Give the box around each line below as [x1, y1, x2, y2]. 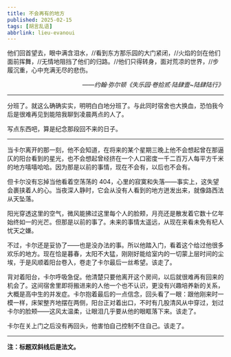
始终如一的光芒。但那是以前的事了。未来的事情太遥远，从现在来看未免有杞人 [7, 218, 224, 227]
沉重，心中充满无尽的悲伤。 [12, 66, 91, 74]
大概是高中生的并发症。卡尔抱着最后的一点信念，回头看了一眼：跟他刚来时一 [7, 290, 224, 299]
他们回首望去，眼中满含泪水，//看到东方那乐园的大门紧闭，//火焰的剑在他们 [7, 49, 221, 57]
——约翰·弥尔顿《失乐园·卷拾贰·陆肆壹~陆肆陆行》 [82, 80, 224, 89]
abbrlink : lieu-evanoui [7, 29, 76, 36]
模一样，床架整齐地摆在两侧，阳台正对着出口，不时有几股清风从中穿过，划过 [7, 299, 224, 307]
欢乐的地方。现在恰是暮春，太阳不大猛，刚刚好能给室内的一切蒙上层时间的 [7, 250, 218, 258]
